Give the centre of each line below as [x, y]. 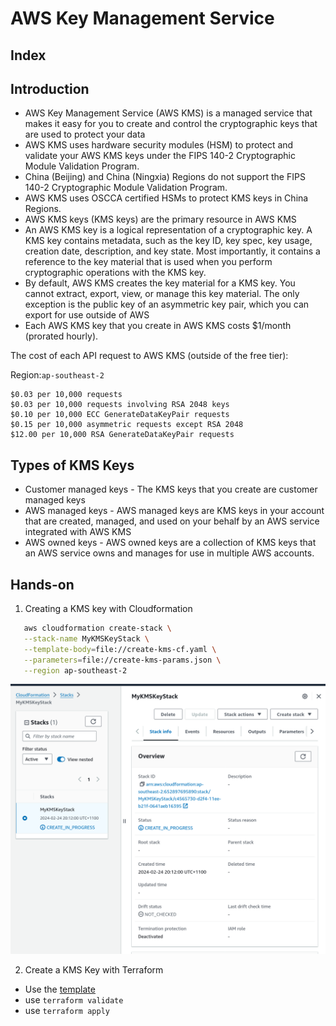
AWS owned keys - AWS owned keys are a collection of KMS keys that [170, 543]
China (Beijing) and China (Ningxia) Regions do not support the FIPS [165, 177]
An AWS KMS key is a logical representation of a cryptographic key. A [168, 230]
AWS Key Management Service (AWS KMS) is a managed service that [168, 113]
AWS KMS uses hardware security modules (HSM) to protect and [159, 145]
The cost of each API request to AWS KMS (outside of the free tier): [149, 356]
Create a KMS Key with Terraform [94, 969]
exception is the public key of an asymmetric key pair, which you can [167, 304]
